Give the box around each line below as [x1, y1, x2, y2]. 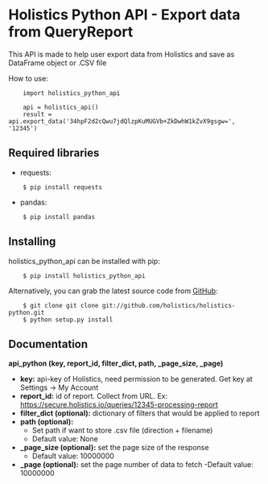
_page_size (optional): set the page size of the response [19, 443, 209, 453]
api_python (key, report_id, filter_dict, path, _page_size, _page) [8, 358, 224, 368]
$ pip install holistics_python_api [23, 271, 146, 279]
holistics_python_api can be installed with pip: [8, 256, 161, 266]
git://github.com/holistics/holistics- [101, 301, 236, 309]
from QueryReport [8, 23, 134, 41]
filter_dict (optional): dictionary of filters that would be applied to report [19, 408, 260, 418]
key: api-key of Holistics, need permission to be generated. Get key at [19, 374, 254, 384]
